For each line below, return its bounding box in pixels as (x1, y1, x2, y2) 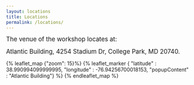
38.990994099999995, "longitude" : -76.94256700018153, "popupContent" (6, 66, 189, 73)
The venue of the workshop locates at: (6, 36, 118, 44)
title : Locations (6, 14, 48, 20)
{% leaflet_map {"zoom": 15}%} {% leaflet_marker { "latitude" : (6, 60, 157, 67)
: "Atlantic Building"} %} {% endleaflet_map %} (6, 72, 119, 79)
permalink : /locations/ (6, 19, 64, 25)
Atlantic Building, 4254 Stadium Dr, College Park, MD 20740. (6, 48, 181, 56)
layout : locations (6, 8, 51, 15)
